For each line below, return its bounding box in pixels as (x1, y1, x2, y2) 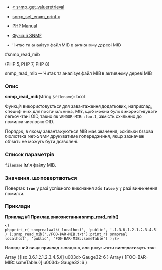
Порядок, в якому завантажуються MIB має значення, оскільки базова (5, 128, 154, 134)
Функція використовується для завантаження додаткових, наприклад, (5, 103, 152, 109)
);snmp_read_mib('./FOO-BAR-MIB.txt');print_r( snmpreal (9, 232, 128, 237)
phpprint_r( (5, 227, 29, 233)
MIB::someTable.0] (5, 259, 43, 266)
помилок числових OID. (5, 119, 55, 125)
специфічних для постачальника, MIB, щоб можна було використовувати (5, 109, 158, 114)
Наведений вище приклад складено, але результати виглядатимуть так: (5, 245, 156, 251)
